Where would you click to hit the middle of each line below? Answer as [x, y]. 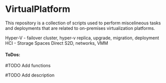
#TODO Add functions [28, 66]
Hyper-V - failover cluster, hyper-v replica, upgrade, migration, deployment [82, 38]
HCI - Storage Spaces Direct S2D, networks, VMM [57, 43]
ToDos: [13, 54]
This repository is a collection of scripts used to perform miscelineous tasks [83, 23]
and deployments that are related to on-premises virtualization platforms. [80, 28]
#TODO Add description [30, 75]
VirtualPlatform [38, 9]
